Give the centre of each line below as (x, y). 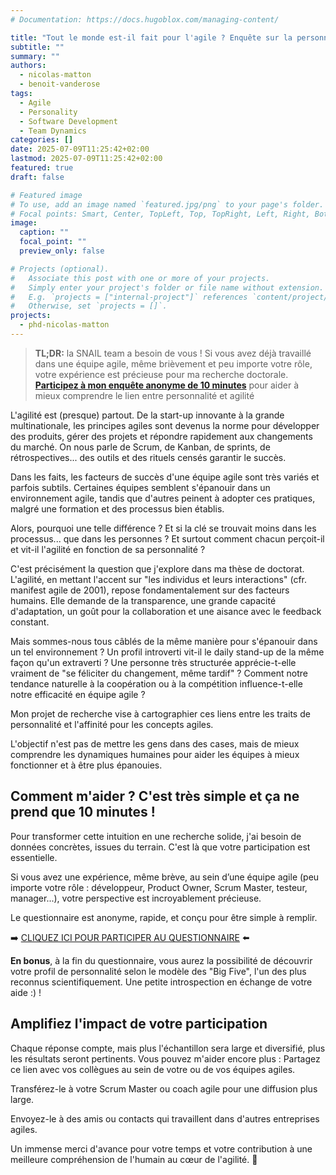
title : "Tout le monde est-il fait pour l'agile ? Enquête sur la (151, 37)
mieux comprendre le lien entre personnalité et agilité (144, 395)
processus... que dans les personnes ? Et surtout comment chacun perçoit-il (167, 538)
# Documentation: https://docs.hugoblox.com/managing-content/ (145, 19)
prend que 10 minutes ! (83, 812)
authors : (28, 66)
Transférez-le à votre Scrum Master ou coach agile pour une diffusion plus (164, 1088)
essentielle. (34, 857)
